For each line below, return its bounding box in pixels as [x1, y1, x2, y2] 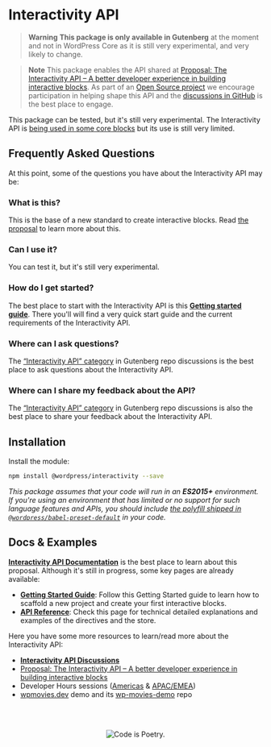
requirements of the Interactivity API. [8, 317, 131, 327]
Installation [8, 435, 66, 449]
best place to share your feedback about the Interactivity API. [8, 412, 212, 421]
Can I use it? [8, 243, 58, 255]
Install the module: [8, 457, 70, 467]
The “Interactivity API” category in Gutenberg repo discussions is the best [8, 356, 254, 366]
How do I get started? [8, 282, 94, 293]
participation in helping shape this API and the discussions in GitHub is [27, 90, 264, 100]
